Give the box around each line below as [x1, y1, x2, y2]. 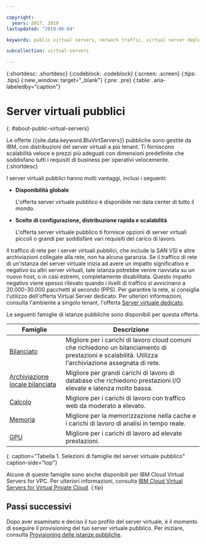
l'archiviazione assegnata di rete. [65, 359, 161, 368]
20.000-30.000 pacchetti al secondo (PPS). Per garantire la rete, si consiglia [6, 286, 200, 293]
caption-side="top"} [6, 459, 58, 466]
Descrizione [113, 325, 149, 334]
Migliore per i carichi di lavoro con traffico [65, 394, 186, 402]
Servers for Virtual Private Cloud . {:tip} [6, 484, 104, 491]
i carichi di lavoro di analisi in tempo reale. [65, 419, 186, 428]
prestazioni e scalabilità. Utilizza [65, 351, 158, 360]
